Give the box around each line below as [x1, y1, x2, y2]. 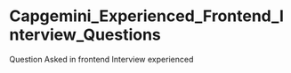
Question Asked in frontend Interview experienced [9, 54, 194, 64]
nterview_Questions [9, 25, 162, 45]
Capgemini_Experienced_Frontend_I [9, 6, 285, 26]
